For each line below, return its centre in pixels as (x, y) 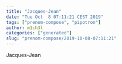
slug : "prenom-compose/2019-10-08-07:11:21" (61, 38)
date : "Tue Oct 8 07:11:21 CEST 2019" (55, 17)
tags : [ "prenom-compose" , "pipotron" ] (53, 22)
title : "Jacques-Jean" (34, 11)
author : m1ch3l (25, 28)
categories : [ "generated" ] (39, 33)
